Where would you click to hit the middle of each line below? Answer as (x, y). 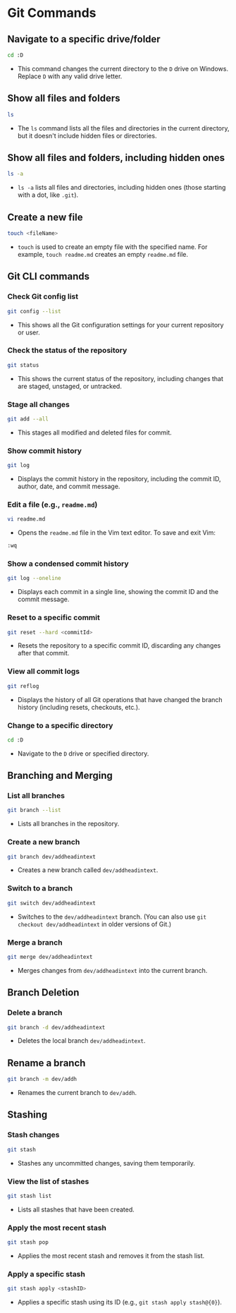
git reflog (23, 686)
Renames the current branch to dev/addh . (77, 1093)
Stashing (27, 1115)
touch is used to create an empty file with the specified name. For (112, 247)
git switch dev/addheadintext (52, 903)
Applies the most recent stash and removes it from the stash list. (111, 1255)
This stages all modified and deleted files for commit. (95, 432)
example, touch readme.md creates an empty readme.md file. (103, 254)
